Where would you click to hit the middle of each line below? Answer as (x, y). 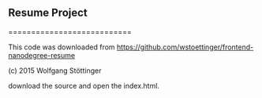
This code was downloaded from (62, 47)
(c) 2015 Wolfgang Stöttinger (55, 71)
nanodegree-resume (42, 55)
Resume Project (48, 13)
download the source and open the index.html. (84, 85)
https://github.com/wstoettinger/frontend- (185, 47)
